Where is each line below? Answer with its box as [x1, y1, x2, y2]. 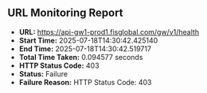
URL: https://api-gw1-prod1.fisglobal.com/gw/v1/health [18, 27, 200, 36]
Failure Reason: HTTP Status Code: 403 [18, 77, 152, 87]
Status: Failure [18, 69, 68, 78]
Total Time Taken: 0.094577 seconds [18, 52, 143, 61]
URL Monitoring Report [7, 6, 124, 20]
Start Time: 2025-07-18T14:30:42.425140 [18, 35, 158, 45]
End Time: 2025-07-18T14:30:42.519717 [18, 43, 152, 54]
